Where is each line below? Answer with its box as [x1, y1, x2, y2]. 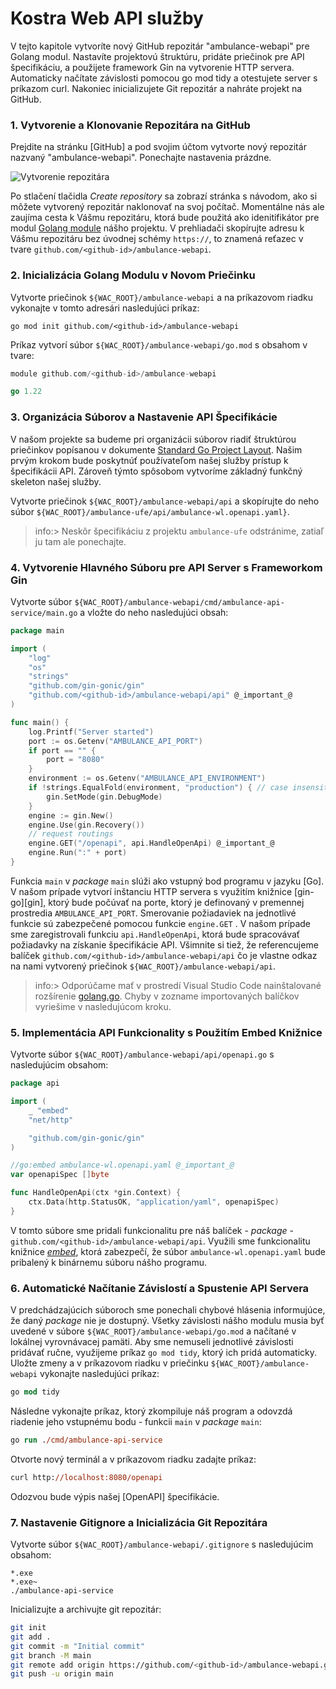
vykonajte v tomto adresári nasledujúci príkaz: [10, 302, 200, 314]
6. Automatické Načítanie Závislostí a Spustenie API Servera [10, 1281, 310, 1295]
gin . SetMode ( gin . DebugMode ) [46, 792, 163, 802]
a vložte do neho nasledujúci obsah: [79, 606, 229, 618]
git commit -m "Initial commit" [10, 1641, 145, 1651]
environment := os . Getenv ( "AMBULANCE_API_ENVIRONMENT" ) [28, 773, 267, 784]
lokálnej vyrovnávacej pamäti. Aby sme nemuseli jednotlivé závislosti [10, 1336, 294, 1348]
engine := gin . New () [28, 810, 114, 821]
